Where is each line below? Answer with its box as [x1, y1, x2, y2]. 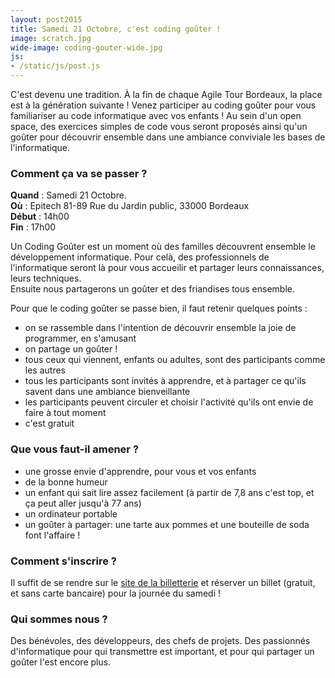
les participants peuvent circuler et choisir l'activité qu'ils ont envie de [24, 396, 314, 408]
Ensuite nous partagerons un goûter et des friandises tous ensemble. [10, 283, 296, 295]
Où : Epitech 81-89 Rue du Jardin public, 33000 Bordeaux [10, 200, 250, 212]
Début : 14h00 [10, 211, 70, 223]
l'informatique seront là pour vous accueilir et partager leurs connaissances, [10, 262, 325, 274]
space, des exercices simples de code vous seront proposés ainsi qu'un [10, 121, 308, 132]
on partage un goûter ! [24, 343, 118, 355]
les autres [24, 364, 66, 376]
